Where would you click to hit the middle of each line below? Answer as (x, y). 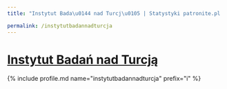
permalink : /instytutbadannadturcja (60, 26)
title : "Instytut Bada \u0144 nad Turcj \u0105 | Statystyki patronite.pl (114, 13)
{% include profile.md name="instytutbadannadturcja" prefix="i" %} (104, 79)
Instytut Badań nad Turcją (83, 60)
